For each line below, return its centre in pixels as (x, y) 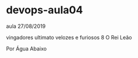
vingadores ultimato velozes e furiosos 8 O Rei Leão (69, 37)
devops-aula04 (45, 10)
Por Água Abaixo (26, 48)
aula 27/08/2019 (26, 26)
